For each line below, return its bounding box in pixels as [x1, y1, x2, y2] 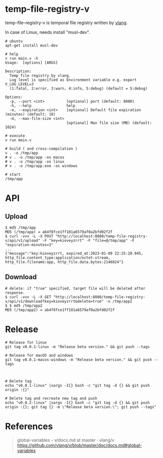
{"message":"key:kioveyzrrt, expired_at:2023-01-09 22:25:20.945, [5, 251, 143, 256]
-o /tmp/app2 [106, 299, 133, 304]
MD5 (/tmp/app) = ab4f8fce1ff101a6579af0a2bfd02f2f [5, 229, 113, 234]
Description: [5, 69, 32, 74]
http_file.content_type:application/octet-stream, [5, 255, 111, 260]
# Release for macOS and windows [5, 353, 73, 358]
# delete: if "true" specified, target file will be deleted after [5, 286, 146, 291]
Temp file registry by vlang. [9, 73, 71, 78]
